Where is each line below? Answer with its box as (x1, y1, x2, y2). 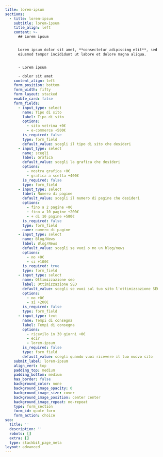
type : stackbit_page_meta (9, 440, 62, 445)
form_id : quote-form (14, 408, 55, 414)
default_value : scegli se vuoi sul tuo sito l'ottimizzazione (22, 286, 151, 291)
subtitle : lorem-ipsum (14, 20, 60, 26)
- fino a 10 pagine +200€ (26, 209, 79, 214)
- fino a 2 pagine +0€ (26, 205, 73, 210)
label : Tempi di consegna (22, 322, 75, 328)
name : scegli (22, 150, 49, 156)
